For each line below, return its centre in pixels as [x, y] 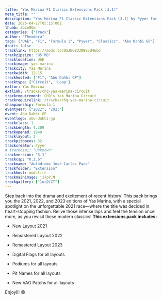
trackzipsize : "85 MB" [28, 55]
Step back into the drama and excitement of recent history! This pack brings [81, 196]
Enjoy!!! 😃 [15, 292]
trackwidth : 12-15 [24, 73]
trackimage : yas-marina [29, 64]
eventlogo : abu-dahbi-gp [30, 118]
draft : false [18, 46]
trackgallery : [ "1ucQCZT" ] [32, 182]
